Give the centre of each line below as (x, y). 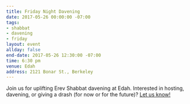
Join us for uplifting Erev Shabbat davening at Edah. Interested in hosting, (95, 88)
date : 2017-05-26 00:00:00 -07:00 (49, 17)
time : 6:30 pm (24, 61)
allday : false (24, 50)
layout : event (24, 45)
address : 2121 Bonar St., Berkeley (50, 72)
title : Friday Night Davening (43, 11)
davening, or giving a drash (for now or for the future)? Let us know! (88, 95)
